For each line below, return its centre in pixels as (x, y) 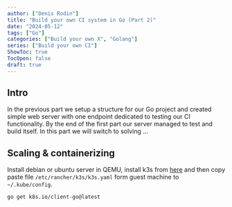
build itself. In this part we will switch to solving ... (78, 131)
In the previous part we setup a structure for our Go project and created (109, 109)
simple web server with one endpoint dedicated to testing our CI (99, 117)
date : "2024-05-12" (35, 26)
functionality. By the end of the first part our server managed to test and (110, 124)
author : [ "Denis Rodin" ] (43, 13)
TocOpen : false (29, 59)
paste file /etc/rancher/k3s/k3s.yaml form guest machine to (93, 177)
